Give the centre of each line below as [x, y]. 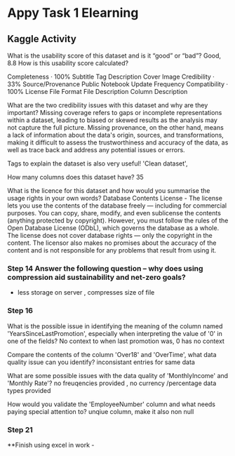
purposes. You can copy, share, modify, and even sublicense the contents [114, 213]
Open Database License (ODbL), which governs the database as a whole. [113, 228]
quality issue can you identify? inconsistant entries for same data [101, 362]
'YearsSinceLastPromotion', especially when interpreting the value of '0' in [115, 333]
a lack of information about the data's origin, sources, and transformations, [116, 135]
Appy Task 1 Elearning [73, 13]
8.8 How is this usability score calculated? [68, 63]
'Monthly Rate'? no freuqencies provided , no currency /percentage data [112, 383]
